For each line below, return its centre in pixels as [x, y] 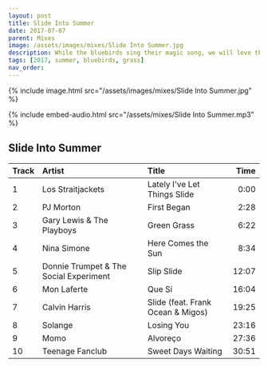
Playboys [60, 230]
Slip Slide [165, 271]
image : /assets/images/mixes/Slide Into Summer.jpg [96, 46]
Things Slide [171, 194]
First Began [169, 207]
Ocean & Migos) [177, 312]
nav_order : [26, 68]
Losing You [168, 325]
